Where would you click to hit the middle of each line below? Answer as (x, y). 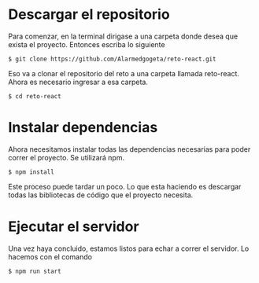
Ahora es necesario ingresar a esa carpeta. (78, 82)
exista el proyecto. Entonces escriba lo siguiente (87, 44)
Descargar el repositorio (89, 15)
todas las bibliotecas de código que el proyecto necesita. (101, 195)
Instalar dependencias (83, 128)
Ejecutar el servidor (74, 227)
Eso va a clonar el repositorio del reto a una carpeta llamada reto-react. (124, 73)
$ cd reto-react (35, 96)
